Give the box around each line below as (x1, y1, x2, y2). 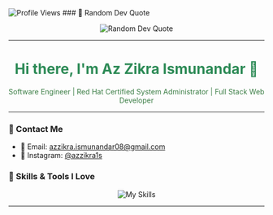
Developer (119, 95, 154, 105)
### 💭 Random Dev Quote (62, 8, 150, 17)
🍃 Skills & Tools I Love (8, 171, 95, 182)
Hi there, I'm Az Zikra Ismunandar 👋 (15, 60, 258, 78)
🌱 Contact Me (8, 123, 63, 134)
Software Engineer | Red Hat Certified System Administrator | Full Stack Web (8, 86, 265, 96)
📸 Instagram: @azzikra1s (19, 151, 103, 160)
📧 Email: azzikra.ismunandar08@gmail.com (19, 142, 166, 151)
